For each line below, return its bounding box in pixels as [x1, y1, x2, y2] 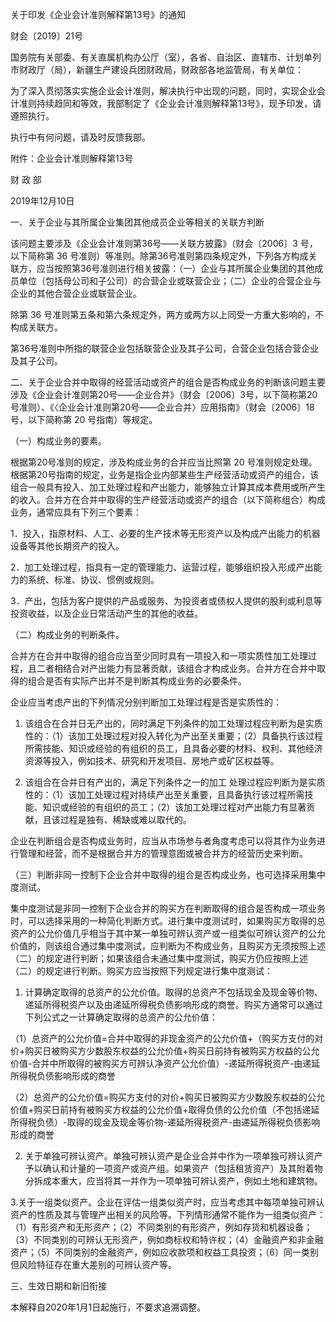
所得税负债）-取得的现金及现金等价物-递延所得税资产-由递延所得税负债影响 [10, 1116, 321, 1128]
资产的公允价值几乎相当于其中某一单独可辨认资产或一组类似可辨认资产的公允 [10, 928, 326, 939]
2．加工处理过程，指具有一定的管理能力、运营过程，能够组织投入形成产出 [10, 561, 314, 573]
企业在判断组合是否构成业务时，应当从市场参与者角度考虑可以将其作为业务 [10, 835, 317, 847]
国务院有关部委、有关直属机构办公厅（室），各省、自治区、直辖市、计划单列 [10, 51, 322, 63]
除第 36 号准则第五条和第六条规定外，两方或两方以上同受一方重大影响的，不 [10, 309, 325, 320]
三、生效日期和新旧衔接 [10, 1280, 107, 1292]
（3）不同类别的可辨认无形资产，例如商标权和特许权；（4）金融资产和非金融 [10, 1234, 324, 1245]
